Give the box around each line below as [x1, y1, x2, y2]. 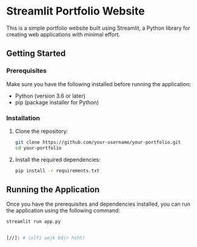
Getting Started [6, 49, 66, 59]
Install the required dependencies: [15, 156, 101, 163]
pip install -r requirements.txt [15, 167, 100, 174]
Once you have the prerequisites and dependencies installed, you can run [6, 200, 191, 208]
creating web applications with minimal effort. [6, 30, 121, 38]
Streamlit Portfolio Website [6, 4, 145, 18]
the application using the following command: [6, 207, 120, 214]
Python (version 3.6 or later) [15, 92, 86, 100]
